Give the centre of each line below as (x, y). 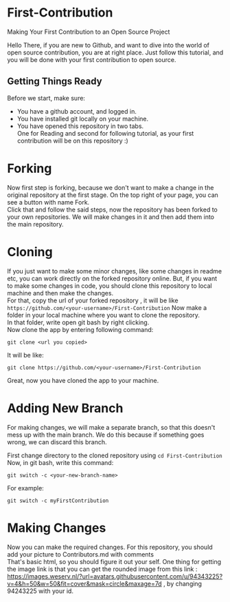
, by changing (183, 583)
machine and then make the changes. (60, 293)
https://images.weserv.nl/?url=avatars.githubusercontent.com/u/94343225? (115, 576)
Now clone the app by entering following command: (80, 329)
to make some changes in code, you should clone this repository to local (110, 286)
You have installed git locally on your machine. (83, 118)
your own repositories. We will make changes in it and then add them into (111, 217)
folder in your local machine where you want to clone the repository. (104, 315)
